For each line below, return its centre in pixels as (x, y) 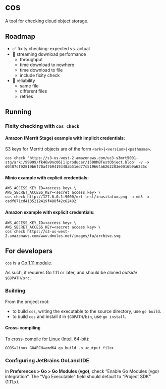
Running (19, 112)
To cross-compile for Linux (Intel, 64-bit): (47, 339)
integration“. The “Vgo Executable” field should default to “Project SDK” (78, 377)
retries (26, 96)
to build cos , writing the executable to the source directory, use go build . (87, 311)
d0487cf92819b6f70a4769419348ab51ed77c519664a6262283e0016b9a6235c (76, 167)
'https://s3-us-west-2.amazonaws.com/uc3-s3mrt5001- (83, 158)
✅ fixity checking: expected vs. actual (51, 48)
